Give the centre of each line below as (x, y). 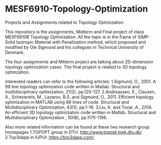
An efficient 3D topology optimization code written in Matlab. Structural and (80, 112)
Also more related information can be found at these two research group (77, 127)
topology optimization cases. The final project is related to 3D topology (76, 67)
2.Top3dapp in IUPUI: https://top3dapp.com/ (49, 137)
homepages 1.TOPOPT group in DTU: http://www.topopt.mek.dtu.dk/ (73, 132)
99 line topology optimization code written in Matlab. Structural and (72, 86)
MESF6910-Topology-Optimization (76, 9)
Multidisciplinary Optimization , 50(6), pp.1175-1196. (56, 117)
